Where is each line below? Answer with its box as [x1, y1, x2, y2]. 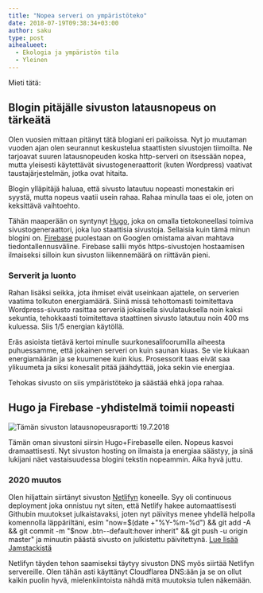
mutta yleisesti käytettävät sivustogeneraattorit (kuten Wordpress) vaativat [8, 160, 253, 170]
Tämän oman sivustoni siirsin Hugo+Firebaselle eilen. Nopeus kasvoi [8, 437, 234, 447]
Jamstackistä [8, 543, 52, 553]
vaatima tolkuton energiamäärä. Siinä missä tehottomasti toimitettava [8, 296, 234, 306]
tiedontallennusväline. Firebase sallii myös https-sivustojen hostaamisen [8, 241, 245, 251]
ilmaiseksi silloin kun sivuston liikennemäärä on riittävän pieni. [8, 250, 211, 259]
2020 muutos [8, 474, 62, 486]
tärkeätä [8, 113, 52, 127]
